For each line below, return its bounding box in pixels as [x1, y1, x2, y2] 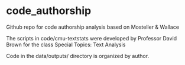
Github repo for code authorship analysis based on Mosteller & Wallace [6, 23, 179, 30]
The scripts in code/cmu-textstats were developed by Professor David [6, 35, 177, 42]
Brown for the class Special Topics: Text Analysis [6, 41, 126, 48]
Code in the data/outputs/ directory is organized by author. [6, 52, 150, 59]
